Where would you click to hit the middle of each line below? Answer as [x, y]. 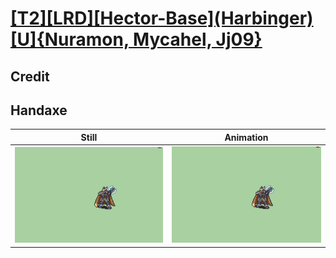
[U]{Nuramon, [70, 39]
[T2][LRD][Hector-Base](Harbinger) [162, 18]
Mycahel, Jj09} [198, 39]
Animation [246, 137]
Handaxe [39, 110]
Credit [30, 76]
